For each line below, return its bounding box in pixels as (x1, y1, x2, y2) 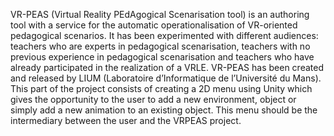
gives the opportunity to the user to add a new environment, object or (10, 94, 297, 105)
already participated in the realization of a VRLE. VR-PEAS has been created (10, 62, 324, 73)
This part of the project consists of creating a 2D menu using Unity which (10, 83, 313, 94)
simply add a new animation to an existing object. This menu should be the (10, 104, 318, 116)
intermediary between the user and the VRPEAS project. (10, 115, 242, 126)
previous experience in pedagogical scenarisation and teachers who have (10, 51, 315, 63)
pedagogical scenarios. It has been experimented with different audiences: (10, 30, 319, 41)
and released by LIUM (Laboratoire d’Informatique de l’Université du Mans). (10, 72, 322, 84)
